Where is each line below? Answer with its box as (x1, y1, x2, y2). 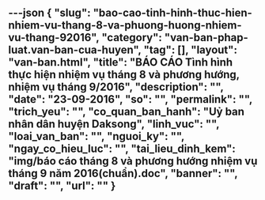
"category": (101, 31, 162, 44)
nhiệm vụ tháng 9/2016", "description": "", (8, 81, 224, 94)
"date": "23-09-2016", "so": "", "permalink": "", (8, 92, 253, 106)
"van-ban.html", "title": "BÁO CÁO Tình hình (8, 55, 233, 70)
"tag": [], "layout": (143, 43, 237, 57)
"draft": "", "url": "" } (8, 179, 116, 193)
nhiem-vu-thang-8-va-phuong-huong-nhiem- (8, 19, 243, 32)
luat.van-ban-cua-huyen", (8, 43, 142, 57)
